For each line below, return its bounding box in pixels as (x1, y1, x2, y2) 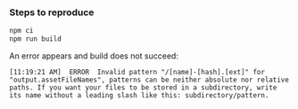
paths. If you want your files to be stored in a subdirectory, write (9, 83, 277, 92)
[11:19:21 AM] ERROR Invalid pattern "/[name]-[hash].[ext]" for (9, 68, 266, 77)
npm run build (9, 35, 62, 43)
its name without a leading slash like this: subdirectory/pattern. (9, 91, 269, 100)
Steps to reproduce (9, 6, 95, 19)
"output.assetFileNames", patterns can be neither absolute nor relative (9, 75, 290, 85)
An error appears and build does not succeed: (9, 51, 178, 61)
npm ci (9, 27, 34, 35)
